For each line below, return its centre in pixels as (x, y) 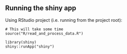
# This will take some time (34, 29)
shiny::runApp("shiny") (30, 47)
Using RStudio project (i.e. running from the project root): (64, 20)
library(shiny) (21, 42)
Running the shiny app (41, 8)
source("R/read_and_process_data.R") (44, 33)
